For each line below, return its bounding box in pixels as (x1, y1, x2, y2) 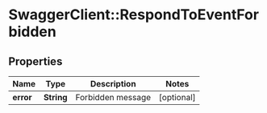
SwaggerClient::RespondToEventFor (8, 6, 260, 24)
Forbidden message (75, 92, 152, 103)
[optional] (158, 92, 196, 103)
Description (90, 79, 136, 89)
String (43, 92, 68, 103)
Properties (8, 54, 63, 68)
